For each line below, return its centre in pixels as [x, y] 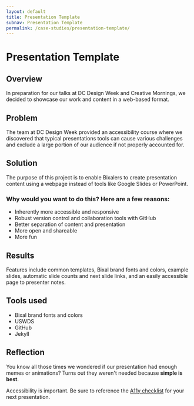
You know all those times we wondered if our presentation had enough [92, 366]
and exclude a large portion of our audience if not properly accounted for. [95, 145]
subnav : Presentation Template [44, 22]
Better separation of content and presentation [70, 224]
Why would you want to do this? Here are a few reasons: [88, 199]
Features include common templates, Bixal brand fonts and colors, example [97, 270]
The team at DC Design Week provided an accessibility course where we [94, 132]
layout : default [26, 12]
